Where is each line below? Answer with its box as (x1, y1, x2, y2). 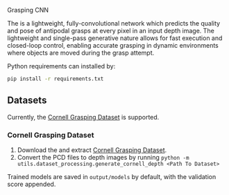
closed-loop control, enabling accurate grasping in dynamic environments (7, 41, 219, 49)
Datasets (7, 95, 47, 106)
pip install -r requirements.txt (7, 75, 104, 82)
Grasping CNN (7, 6, 49, 14)
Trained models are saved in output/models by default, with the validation (7, 172, 217, 180)
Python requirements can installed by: (7, 62, 116, 70)
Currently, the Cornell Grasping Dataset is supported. (7, 113, 160, 121)
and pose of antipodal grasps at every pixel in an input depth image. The (7, 27, 215, 35)
